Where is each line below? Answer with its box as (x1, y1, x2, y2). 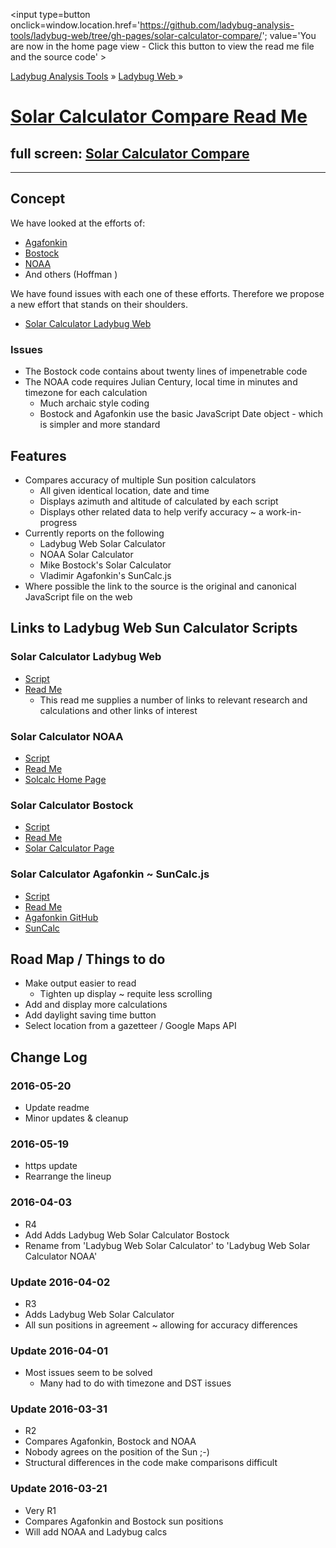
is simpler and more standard (39, 419, 161, 431)
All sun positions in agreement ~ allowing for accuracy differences (24, 1319, 298, 1331)
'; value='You (261, 30, 317, 41)
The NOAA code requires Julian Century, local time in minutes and (24, 376, 298, 388)
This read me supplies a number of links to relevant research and (39, 694, 308, 706)
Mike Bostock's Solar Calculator (39, 559, 172, 571)
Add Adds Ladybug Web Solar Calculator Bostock (24, 1229, 230, 1241)
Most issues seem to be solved (24, 1367, 153, 1379)
